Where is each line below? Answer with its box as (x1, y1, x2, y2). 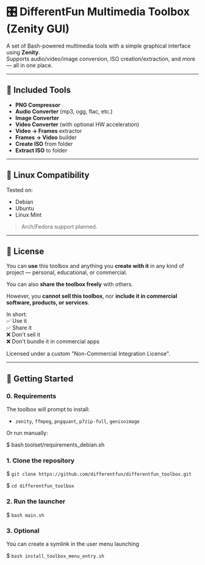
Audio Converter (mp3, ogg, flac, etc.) (15, 107, 113, 115)
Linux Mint (15, 211, 42, 218)
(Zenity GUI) (6, 22, 70, 36)
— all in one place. (6, 62, 53, 69)
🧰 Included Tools (6, 85, 71, 95)
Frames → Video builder (15, 134, 77, 141)
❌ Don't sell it (6, 331, 41, 339)
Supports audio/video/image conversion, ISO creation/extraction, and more (6, 55, 195, 62)
